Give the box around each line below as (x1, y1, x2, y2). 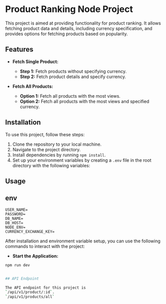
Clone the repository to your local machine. (12, 141, 101, 147)
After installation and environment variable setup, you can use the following (5, 238, 161, 244)
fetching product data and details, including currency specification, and (5, 25, 152, 31)
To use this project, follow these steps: (5, 131, 85, 137)
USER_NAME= (5, 207, 28, 212)
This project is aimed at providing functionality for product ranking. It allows (5, 20, 161, 26)
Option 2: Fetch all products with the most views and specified (19, 98, 149, 104)
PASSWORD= (5, 211, 26, 216)
